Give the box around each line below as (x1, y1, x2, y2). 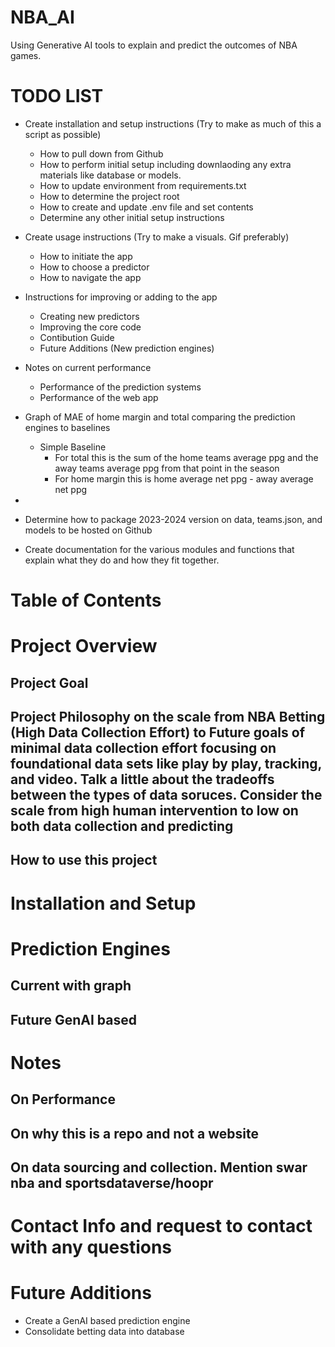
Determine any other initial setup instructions (39, 211, 225, 223)
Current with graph (10, 977, 132, 995)
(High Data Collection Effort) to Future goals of (10, 724, 305, 741)
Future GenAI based (10, 1011, 138, 1028)
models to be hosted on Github (24, 524, 153, 536)
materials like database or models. (39, 169, 182, 181)
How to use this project (10, 852, 158, 869)
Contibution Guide (39, 331, 115, 343)
